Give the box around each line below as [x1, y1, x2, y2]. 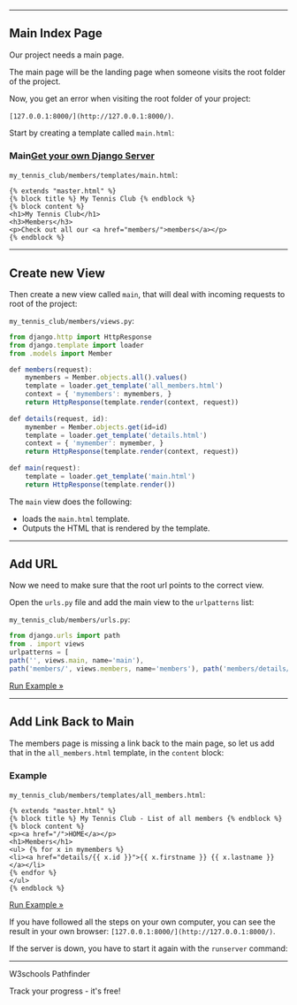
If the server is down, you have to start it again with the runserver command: [9, 943, 288, 954]
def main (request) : [9, 464, 81, 473]
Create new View [9, 265, 106, 280]
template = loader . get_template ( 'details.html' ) [25, 431, 208, 440]
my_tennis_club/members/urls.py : [9, 614, 131, 625]
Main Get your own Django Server [9, 150, 155, 162]
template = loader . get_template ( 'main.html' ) [25, 472, 196, 480]
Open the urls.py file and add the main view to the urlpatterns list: [9, 597, 255, 608]
